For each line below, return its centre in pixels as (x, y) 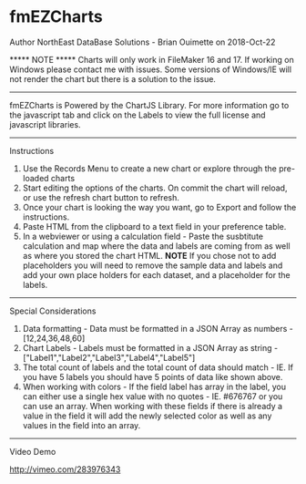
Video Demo (33, 451)
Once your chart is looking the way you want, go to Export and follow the (159, 207)
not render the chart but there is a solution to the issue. (113, 78)
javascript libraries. (45, 124)
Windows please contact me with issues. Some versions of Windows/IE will (151, 69)
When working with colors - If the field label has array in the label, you (154, 386)
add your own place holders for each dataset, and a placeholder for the (156, 274)
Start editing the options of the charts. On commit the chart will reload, (155, 188)
